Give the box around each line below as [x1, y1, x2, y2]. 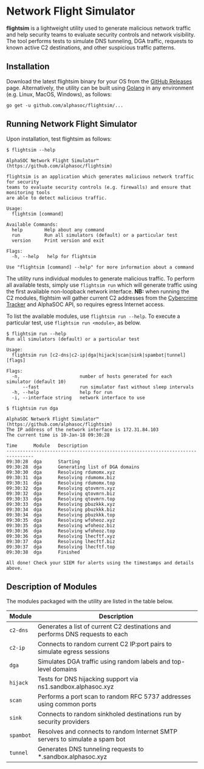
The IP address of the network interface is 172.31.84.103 [6, 426, 159, 433]
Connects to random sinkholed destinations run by [37, 710, 182, 718]
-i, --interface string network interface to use [12, 395, 146, 401]
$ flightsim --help [6, 147, 56, 153]
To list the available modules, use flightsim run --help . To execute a [6, 312, 180, 320]
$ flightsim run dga [6, 405, 59, 412]
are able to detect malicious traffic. [6, 195, 107, 201]
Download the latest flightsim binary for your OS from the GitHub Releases [6, 77, 192, 85]
